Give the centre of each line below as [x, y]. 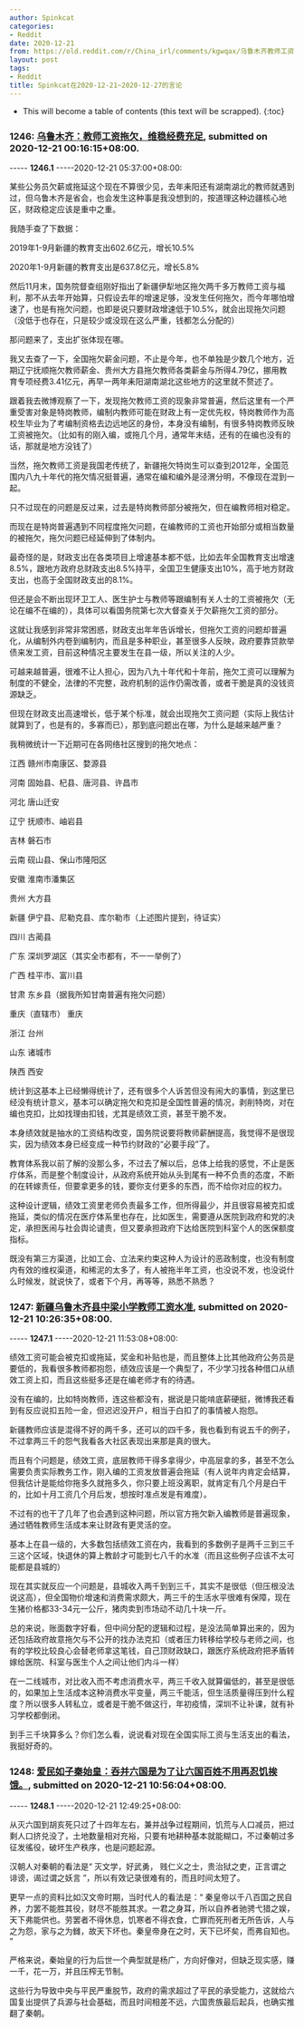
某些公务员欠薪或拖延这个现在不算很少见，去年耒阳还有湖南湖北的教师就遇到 [152, 186]
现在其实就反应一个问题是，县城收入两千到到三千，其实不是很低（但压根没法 [152, 1586]
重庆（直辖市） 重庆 [46, 1013]
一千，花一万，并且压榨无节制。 [69, 1971]
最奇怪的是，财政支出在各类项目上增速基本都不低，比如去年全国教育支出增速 [152, 557]
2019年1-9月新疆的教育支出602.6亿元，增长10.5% [102, 247]
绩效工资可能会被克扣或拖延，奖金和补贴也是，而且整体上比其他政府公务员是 [152, 1357]
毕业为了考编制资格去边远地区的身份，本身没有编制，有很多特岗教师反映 [160, 423]
